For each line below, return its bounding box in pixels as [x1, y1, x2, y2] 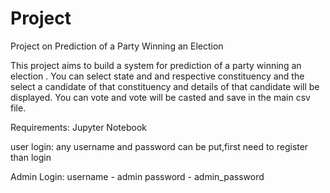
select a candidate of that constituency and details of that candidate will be [10, 80, 320, 92]
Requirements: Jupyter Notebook [10, 121, 147, 133]
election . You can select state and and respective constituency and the [10, 70, 305, 82]
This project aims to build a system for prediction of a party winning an [10, 59, 302, 71]
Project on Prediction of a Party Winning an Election [10, 40, 224, 52]
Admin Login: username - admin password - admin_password [10, 170, 265, 182]
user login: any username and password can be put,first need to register [10, 140, 309, 152]
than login [10, 151, 52, 163]
